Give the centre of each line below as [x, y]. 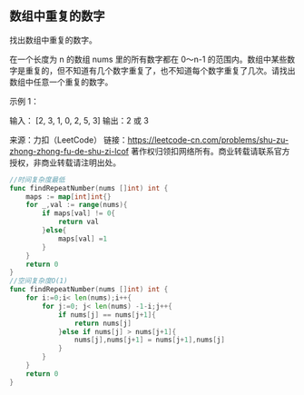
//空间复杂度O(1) [39, 281]
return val [78, 222]
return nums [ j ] [103, 323]
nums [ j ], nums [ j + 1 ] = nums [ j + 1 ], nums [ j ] [149, 340]
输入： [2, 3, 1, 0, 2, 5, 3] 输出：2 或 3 [79, 120]
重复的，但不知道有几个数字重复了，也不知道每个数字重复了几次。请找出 [160, 70]
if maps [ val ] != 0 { [79, 213]
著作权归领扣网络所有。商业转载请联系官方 [211, 151]
